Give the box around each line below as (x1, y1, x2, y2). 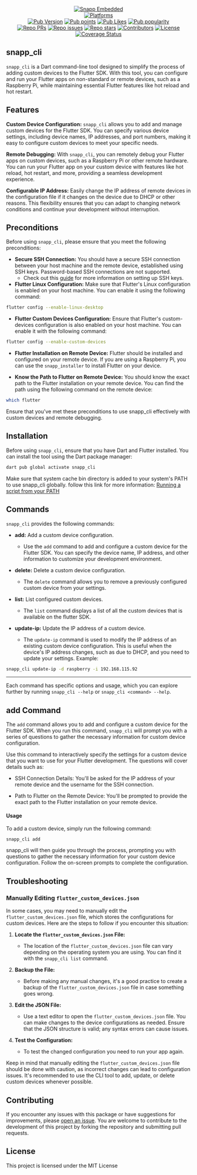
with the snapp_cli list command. (23, 955, 108, 962)
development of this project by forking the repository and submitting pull (6, 1123, 182, 1130)
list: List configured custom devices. (14, 596, 104, 603)
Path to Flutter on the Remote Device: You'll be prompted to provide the (14, 792, 188, 799)
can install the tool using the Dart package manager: (6, 453, 133, 460)
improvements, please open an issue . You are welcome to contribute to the (6, 1117, 187, 1124)
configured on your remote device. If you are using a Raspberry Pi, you (14, 356, 186, 363)
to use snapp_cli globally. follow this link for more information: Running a (6, 481, 181, 488)
